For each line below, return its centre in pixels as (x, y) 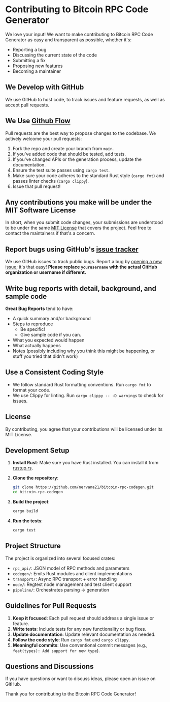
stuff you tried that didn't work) (45, 356)
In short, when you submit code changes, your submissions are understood (84, 222)
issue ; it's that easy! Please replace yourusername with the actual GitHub (81, 267)
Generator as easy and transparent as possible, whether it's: (69, 40)
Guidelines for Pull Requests (51, 606)
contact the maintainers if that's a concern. (50, 233)
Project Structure (33, 546)
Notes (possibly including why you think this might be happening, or (84, 351)
